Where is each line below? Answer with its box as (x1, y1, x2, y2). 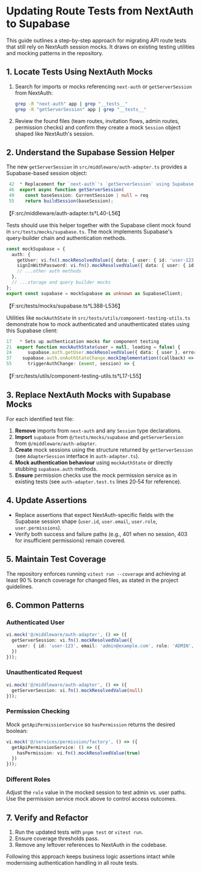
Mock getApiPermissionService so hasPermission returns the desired (6, 721, 175, 728)
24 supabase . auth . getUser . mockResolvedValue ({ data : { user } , (6, 350, 181, 356)
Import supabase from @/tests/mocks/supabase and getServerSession (14, 433, 184, 440)
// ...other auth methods (17, 268, 82, 274)
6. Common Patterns (6, 600, 85, 610)
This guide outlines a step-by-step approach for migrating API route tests (6, 37, 187, 44)
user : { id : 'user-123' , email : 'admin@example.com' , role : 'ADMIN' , (17, 643, 194, 649)
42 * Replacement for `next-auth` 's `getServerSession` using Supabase (8, 181, 194, 187)
